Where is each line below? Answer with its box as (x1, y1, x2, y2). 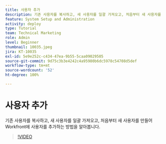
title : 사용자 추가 (5, 7, 40, 12)
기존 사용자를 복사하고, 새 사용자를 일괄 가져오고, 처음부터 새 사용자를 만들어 (5, 117, 153, 123)
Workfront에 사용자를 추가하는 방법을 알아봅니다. (5, 123, 101, 129)
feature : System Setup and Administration (5, 16, 95, 21)
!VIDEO (17, 133, 32, 139)
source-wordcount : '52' (5, 68, 55, 73)
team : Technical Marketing (5, 30, 61, 35)
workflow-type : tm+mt (5, 63, 50, 68)
